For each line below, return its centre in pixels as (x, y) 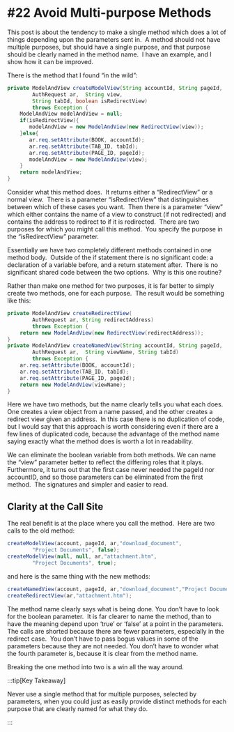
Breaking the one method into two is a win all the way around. (96, 666)
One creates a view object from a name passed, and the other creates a (110, 412)
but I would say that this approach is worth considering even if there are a (113, 427)
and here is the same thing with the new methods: (79, 576)
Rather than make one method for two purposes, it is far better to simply (111, 286)
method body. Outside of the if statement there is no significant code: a (110, 258)
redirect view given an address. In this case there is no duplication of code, (116, 419)
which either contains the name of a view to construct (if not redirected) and (117, 215)
